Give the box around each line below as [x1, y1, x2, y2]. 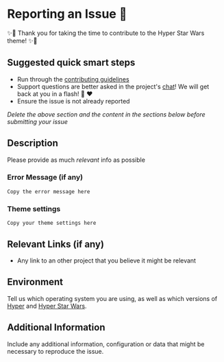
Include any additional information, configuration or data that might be [7, 339, 205, 348]
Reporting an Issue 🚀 [7, 6, 127, 22]
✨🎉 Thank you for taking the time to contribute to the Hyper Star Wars [7, 29, 205, 37]
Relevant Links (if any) [7, 238, 105, 250]
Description [7, 137, 58, 149]
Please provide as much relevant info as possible [7, 156, 146, 164]
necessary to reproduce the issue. [7, 347, 104, 355]
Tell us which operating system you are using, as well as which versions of [7, 294, 218, 302]
